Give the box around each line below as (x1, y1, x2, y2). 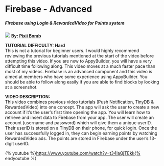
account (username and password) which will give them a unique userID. (5, 120, 152, 126)
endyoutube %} (5, 156, 37, 162)
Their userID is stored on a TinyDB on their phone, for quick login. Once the (5, 125, 158, 131)
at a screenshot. (5, 84, 38, 90)
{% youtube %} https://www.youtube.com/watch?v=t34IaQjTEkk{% (5, 150, 141, 156)
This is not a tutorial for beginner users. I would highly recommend (5, 48, 140, 54)
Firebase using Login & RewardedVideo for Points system (5, 20, 125, 26)
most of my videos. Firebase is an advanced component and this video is (5, 69, 153, 75)
